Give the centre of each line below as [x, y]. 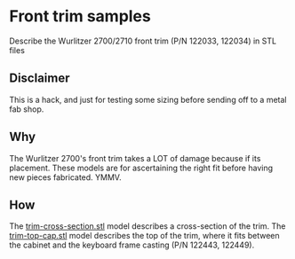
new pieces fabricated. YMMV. [65, 177]
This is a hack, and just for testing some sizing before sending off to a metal [148, 99]
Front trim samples [80, 16]
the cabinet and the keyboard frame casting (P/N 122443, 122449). [132, 245]
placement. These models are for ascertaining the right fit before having [141, 168]
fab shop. [27, 109]
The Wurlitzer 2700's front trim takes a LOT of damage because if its [135, 158]
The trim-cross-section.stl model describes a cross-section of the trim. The [147, 226]
